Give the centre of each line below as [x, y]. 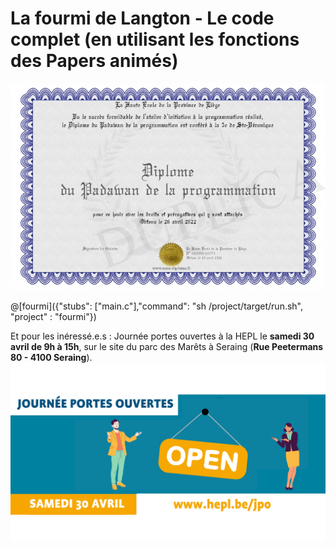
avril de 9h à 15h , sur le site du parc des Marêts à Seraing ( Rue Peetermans [167, 347]
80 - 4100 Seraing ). [51, 358]
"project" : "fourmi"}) [53, 317]
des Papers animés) [94, 61]
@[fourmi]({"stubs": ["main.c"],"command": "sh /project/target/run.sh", [157, 306]
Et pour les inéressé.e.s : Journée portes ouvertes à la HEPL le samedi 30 [162, 336]
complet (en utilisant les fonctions [155, 39]
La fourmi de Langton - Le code [142, 18]
